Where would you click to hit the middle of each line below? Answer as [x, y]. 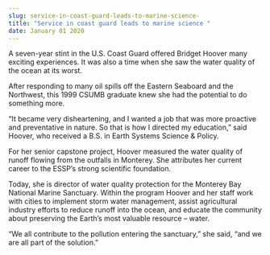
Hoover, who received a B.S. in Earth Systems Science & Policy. [114, 136]
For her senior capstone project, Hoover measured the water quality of [126, 152]
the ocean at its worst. [46, 71]
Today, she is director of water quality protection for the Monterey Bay [125, 184]
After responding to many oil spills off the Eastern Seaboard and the [121, 86]
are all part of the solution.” [54, 243]
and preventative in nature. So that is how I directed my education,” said [128, 127]
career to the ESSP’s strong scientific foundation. [90, 169]
